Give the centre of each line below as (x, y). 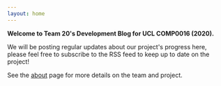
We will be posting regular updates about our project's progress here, (107, 46)
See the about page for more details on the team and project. (95, 75)
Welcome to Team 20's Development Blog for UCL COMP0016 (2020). (111, 33)
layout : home (26, 14)
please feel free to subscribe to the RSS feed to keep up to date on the (108, 54)
